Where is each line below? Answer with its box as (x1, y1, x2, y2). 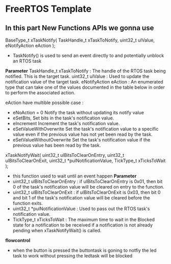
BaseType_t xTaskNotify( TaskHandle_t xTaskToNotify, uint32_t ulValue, (5, 37, 155, 43)
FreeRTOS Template (5, 3, 92, 15)
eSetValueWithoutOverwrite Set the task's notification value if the (12, 137, 151, 143)
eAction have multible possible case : (5, 99, 84, 106)
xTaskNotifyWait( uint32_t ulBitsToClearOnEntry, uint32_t (5, 152, 125, 158)
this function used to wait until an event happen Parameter (12, 173, 137, 179)
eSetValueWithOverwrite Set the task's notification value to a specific (12, 126, 159, 132)
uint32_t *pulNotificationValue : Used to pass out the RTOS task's (12, 206, 150, 212)
